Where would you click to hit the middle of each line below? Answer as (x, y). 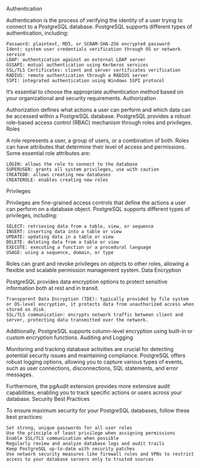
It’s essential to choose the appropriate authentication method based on (95, 92)
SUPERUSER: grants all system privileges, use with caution (83, 170)
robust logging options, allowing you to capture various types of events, (95, 362)
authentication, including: (37, 33)
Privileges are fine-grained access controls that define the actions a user (96, 203)
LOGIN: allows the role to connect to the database (72, 164)
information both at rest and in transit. (53, 288)
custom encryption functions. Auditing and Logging (70, 337)
